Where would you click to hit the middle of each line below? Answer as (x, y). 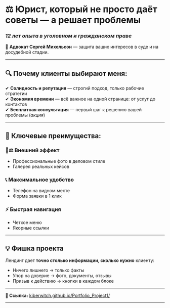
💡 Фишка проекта (35, 248)
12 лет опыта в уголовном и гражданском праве (69, 36)
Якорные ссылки (31, 228)
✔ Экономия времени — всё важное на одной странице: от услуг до (80, 99)
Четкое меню (27, 222)
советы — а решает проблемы (73, 20)
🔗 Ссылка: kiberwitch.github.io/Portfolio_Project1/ (58, 296)
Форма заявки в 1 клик (37, 196)
